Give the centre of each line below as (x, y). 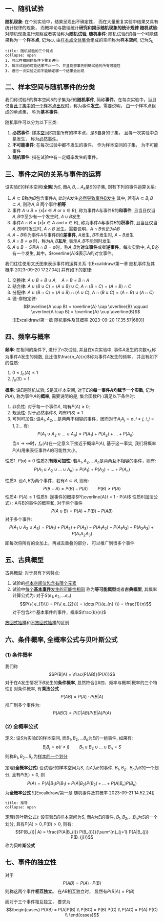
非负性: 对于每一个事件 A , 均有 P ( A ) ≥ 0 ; (51, 407)
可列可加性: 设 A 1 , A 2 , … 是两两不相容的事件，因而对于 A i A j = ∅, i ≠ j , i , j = (83, 419)
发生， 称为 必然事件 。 (39, 139)
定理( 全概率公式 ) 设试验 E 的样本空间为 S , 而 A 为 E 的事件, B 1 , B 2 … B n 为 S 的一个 (80, 768)
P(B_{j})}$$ (82, 837)
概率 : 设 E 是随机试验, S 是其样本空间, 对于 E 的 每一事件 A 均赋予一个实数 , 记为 (80, 390)
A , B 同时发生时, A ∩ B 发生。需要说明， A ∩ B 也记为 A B (66, 229)
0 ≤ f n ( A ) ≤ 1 (25, 373)
